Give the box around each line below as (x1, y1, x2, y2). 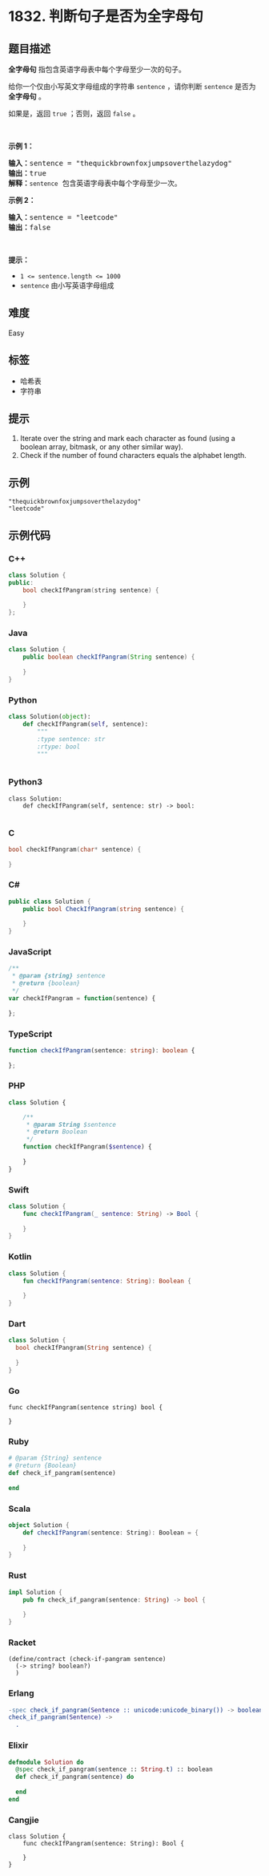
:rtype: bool (37, 743, 81, 751)
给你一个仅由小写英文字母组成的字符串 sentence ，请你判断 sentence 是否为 (8, 82, 256, 91)
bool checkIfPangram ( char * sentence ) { (8, 845, 142, 853)
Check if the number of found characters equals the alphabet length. (19, 451, 247, 460)
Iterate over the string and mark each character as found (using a (19, 434, 236, 444)
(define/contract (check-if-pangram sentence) (8, 1655, 167, 1663)
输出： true (8, 169, 46, 177)
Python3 (8, 776, 42, 788)
